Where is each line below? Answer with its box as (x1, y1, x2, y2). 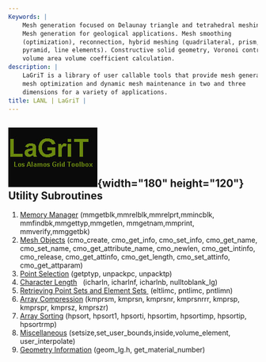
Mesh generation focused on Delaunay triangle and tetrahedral (22, 21, 236, 29)
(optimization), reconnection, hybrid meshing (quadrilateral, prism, (22, 38, 260, 46)
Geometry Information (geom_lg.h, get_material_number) (19, 345, 206, 355)
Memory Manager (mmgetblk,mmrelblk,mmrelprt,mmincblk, (19, 210, 215, 220)
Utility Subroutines (8, 189, 103, 202)
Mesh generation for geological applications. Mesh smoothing (22, 29, 232, 37)
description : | (8, 64, 59, 71)
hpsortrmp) (19, 320, 57, 329)
